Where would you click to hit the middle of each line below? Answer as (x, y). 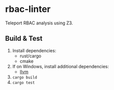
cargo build (25, 77)
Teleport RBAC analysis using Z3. (39, 23)
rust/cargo (30, 56)
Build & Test (24, 39)
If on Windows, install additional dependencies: (60, 66)
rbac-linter (28, 9)
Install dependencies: (34, 50)
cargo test (24, 83)
